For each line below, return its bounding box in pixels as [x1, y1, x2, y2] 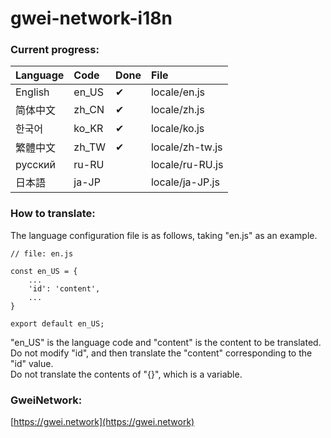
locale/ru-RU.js [150, 158, 224, 172]
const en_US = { [10, 266, 78, 276]
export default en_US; [10, 318, 105, 329]
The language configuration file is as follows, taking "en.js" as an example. [10, 229, 318, 241]
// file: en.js [10, 248, 74, 259]
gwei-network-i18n [10, 7, 173, 30]
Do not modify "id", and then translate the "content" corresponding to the [10, 347, 313, 359]
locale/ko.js [150, 122, 205, 136]
